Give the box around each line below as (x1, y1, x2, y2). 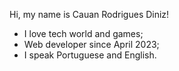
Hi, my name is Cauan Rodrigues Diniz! (9, 9, 170, 20)
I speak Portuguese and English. (23, 49, 157, 61)
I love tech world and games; (23, 28, 144, 39)
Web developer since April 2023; (23, 39, 160, 50)
